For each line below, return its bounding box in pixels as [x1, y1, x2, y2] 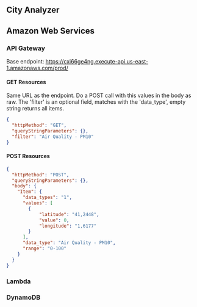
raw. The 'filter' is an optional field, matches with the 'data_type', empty [6, 98, 186, 106]
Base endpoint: [6, 58, 45, 65]
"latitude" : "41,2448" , [38, 211, 99, 217]
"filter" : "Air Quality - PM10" [12, 134, 95, 140]
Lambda [6, 277, 31, 286]
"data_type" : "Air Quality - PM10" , [22, 240, 116, 246]
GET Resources [6, 78, 46, 85]
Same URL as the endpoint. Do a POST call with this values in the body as [6, 92, 192, 99]
